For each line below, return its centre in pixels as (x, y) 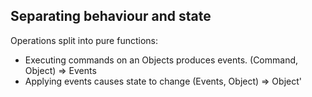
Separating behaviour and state (111, 16)
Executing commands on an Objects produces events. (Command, (161, 60)
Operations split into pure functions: (84, 40)
